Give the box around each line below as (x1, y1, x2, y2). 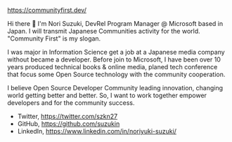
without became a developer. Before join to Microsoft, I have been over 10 (7, 55, 221, 64)
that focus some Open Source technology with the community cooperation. (7, 70, 226, 78)
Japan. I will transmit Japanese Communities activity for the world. (7, 27, 200, 35)
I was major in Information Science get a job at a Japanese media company (7, 48, 225, 56)
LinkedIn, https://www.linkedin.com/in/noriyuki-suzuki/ (17, 127, 177, 135)
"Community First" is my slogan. (7, 34, 101, 43)
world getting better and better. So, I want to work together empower (7, 91, 207, 99)
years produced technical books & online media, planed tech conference (7, 63, 218, 71)
